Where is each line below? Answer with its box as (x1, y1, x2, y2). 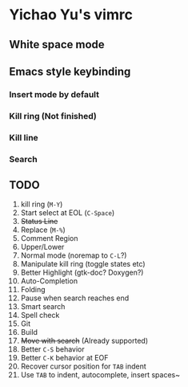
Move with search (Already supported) (20, 336, 149, 346)
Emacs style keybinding (9, 64, 131, 78)
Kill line (9, 132, 38, 143)
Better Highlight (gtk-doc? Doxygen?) (20, 267, 144, 278)
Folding (20, 285, 46, 295)
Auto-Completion (20, 276, 78, 286)
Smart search (20, 302, 66, 312)
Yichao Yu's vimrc (9, 6, 133, 24)
